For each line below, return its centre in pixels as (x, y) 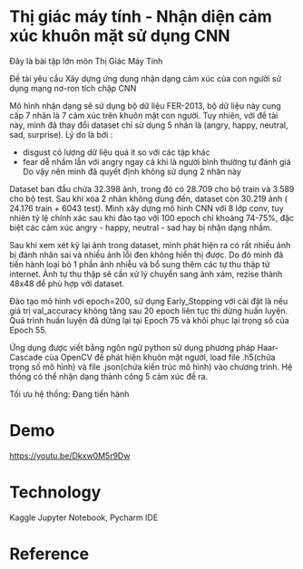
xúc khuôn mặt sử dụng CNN (120, 36)
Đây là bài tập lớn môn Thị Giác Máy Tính (86, 61)
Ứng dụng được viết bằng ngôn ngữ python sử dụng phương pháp (132, 347)
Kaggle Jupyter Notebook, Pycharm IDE (84, 517)
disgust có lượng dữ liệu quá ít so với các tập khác (116, 152)
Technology (55, 492)
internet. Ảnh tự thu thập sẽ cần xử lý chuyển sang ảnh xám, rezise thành (146, 274)
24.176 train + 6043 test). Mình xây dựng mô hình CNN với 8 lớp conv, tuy (147, 208)
